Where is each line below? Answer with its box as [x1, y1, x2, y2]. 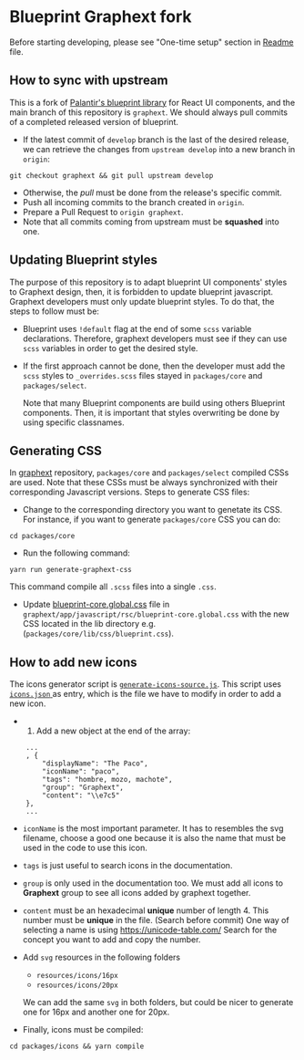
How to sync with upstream [9, 73, 168, 88]
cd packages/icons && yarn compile [9, 1042, 145, 1051]
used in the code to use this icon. [22, 842, 147, 854]
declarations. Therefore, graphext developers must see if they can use [22, 333, 288, 344]
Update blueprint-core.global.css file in [22, 599, 170, 610]
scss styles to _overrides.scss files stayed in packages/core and [22, 369, 263, 380]
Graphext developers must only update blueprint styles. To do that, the [9, 296, 275, 307]
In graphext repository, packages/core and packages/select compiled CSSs [9, 467, 289, 478]
